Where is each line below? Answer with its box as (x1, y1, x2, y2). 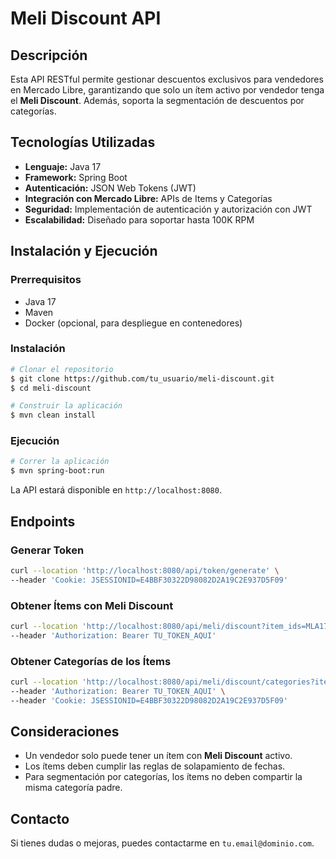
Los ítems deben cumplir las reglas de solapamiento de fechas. (24, 760, 286, 772)
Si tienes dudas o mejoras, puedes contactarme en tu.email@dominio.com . (10, 837, 315, 849)
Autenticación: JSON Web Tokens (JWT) (24, 182, 197, 194)
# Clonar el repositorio (10, 364, 114, 374)
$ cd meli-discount (10, 383, 92, 393)
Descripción (10, 47, 88, 64)
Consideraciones (10, 723, 120, 741)
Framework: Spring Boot (24, 171, 128, 183)
